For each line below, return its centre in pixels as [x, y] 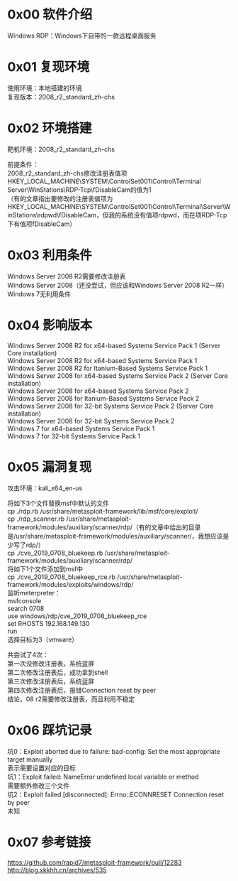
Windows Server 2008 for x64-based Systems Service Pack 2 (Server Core [118, 375]
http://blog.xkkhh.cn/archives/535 [57, 870]
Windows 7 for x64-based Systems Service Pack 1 [81, 428]
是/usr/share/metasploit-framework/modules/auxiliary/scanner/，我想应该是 [118, 536]
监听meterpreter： [34, 593]
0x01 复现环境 [49, 67]
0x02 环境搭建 [50, 128]
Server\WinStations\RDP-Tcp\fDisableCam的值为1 [80, 190]
